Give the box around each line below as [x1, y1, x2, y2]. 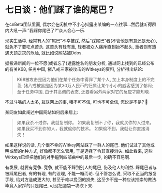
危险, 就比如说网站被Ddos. [30, 49, 83, 56]
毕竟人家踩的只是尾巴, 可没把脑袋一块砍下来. [5, 182, 94, 188]
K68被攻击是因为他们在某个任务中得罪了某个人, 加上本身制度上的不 [16, 76, 151, 82]
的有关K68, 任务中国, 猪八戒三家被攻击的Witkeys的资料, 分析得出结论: [5, 66, 144, 72]
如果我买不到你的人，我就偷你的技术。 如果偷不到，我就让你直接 [16, 126, 146, 131]
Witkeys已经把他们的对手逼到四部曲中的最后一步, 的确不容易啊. [5, 154, 131, 160]
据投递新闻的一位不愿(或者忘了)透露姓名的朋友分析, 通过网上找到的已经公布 [5, 60, 155, 66]
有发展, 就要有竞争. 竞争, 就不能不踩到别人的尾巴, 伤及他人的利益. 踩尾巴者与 [5, 164, 157, 170]
